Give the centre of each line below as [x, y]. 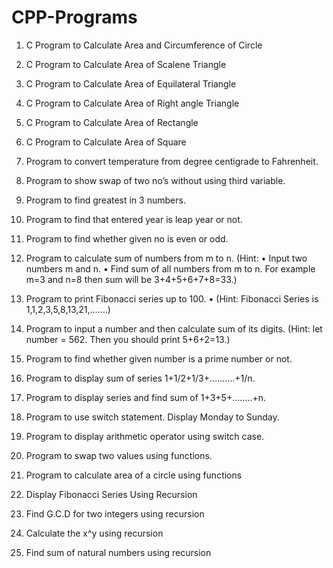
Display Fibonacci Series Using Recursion [111, 494]
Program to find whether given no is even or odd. [127, 238]
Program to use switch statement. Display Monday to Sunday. [152, 417]
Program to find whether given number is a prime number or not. [159, 358]
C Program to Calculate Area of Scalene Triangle [126, 64]
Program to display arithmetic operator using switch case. [145, 436]
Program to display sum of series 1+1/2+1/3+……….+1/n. [140, 378]
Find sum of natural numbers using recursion [118, 552]
